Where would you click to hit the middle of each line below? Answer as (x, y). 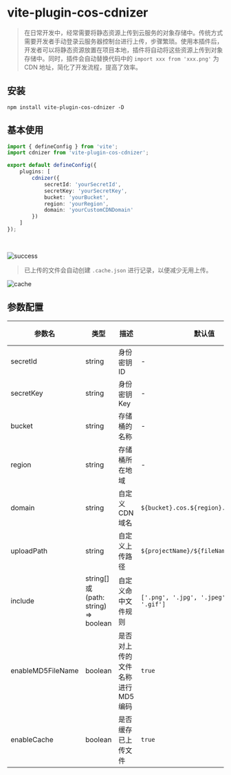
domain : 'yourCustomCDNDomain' (89, 210)
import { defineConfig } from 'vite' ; (63, 146)
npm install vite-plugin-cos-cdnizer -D (66, 107)
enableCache (32, 739)
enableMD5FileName (45, 670)
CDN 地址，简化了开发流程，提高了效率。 (83, 67)
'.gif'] (153, 604)
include (22, 601)
